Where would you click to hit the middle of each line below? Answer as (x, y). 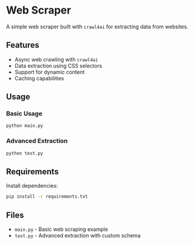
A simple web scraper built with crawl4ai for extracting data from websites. (97, 27)
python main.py (25, 126)
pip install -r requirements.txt (47, 197)
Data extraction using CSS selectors (58, 66)
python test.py (25, 153)
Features (23, 45)
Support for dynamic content (50, 72)
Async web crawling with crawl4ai (56, 59)
